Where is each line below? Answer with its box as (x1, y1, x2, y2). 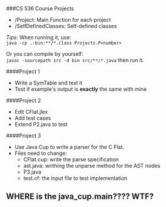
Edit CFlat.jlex (14, 108, 48, 115)
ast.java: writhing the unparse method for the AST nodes (23, 162, 161, 169)
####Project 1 (6, 68, 40, 75)
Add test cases (14, 114, 51, 121)
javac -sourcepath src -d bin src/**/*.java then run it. (6, 57, 144, 63)
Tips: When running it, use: (6, 34, 72, 40)
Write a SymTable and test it (14, 79, 83, 86)
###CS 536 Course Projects (6, 5, 74, 12)
